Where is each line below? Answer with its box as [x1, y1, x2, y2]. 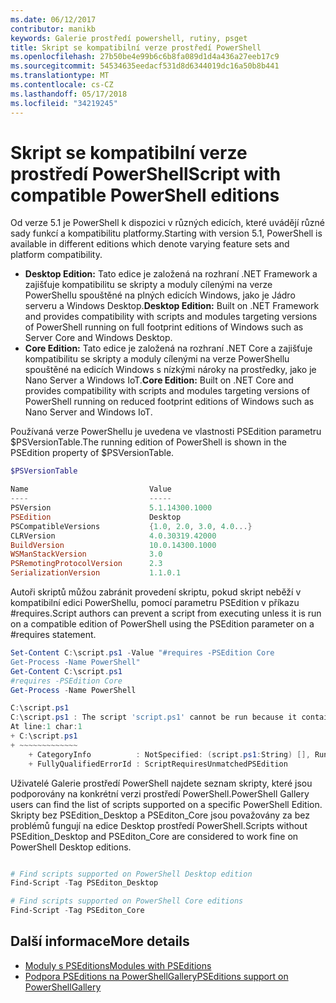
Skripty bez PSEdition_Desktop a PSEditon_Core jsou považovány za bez [10, 809, 310, 821]
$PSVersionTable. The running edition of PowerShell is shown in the [10, 436, 287, 448]
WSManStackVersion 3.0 [10, 549, 163, 560]
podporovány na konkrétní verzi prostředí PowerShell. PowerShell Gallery [10, 787, 310, 800]
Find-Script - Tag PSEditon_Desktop [10, 878, 159, 888]
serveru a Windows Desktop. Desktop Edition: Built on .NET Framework [24, 300, 320, 312]
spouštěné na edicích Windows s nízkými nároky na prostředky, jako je [24, 364, 317, 376]
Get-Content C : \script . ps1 [10, 666, 123, 676]
